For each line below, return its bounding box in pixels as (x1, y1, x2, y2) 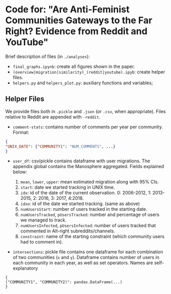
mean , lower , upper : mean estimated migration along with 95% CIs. (20, 179, 159, 185)
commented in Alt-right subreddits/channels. (20, 228, 115, 234)
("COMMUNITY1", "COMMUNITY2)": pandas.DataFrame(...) (5, 280, 123, 285)
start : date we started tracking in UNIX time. (20, 184, 115, 191)
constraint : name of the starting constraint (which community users (20, 233, 165, 240)
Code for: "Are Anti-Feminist (5, 4, 130, 15)
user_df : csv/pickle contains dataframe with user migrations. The (12, 158, 150, 164)
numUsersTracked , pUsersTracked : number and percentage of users (20, 212, 160, 218)
